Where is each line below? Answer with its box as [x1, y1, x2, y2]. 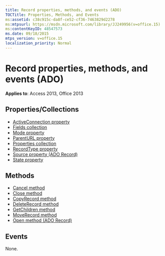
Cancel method [12, 185, 45, 191]
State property [12, 157, 43, 163]
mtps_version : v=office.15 [5, 36, 63, 41]
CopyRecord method [12, 196, 57, 202]
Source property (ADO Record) [12, 151, 78, 157]
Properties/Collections [5, 105, 79, 114]
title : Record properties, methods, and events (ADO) [5, 7, 122, 13]
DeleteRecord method [12, 201, 59, 207]
